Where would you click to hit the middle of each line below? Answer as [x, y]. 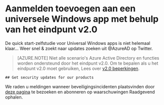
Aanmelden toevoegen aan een [70, 9]
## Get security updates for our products [49, 77]
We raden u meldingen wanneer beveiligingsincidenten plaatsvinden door [80, 86]
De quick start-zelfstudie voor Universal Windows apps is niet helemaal [78, 43]
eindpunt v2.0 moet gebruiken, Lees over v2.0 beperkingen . [78, 68]
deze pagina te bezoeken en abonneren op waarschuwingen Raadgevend [80, 92]
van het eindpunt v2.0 [51, 30]
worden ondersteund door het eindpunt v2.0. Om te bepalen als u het [88, 63]
